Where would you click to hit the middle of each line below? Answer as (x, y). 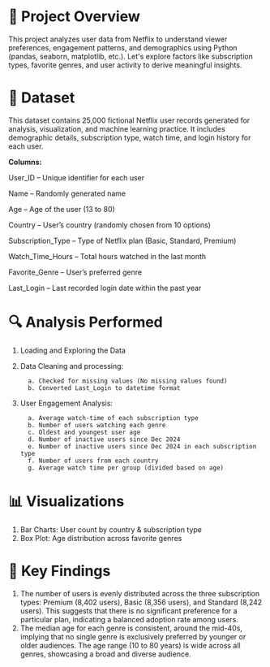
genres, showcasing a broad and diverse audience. (106, 654)
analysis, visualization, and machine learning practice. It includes (117, 128)
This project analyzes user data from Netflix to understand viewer (118, 39)
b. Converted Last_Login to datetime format (104, 388)
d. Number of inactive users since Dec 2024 (104, 439)
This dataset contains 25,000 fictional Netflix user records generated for (129, 120)
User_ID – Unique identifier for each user (77, 177)
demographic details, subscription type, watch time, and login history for (130, 137)
